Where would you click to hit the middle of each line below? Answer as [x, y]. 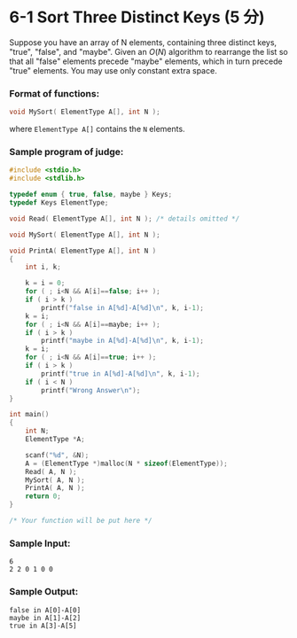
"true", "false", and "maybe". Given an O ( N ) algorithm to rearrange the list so [148, 51]
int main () [29, 415]
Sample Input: [40, 543]
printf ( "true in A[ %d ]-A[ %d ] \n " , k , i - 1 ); [121, 373]
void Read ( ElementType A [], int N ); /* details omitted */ [125, 218]
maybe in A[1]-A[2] [45, 618]
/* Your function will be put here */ [81, 521]
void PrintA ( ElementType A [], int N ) [83, 251]
